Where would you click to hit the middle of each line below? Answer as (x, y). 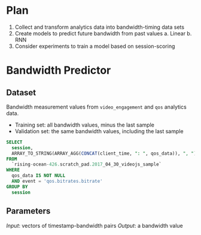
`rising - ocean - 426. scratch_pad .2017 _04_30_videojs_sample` (87, 165)
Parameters (28, 211)
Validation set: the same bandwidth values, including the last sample (99, 131)
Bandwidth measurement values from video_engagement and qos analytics (96, 107)
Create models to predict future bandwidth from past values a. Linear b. (103, 33)
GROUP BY (17, 186)
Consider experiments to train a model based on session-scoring (95, 46)
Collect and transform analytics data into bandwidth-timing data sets (99, 27)
